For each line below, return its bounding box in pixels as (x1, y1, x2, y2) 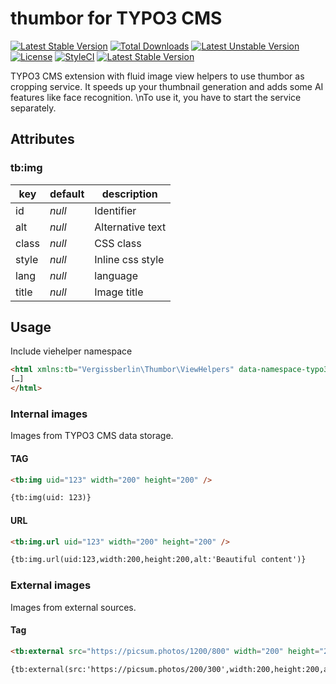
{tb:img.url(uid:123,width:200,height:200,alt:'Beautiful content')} (10, 555, 307, 565)
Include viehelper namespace (10, 345, 133, 357)
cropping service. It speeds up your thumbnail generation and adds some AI (10, 80, 324, 92)
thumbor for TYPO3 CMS (10, 7, 223, 30)
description (101, 187, 158, 201)
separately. (10, 102, 57, 114)
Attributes (10, 131, 75, 148)
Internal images (10, 407, 88, 421)
